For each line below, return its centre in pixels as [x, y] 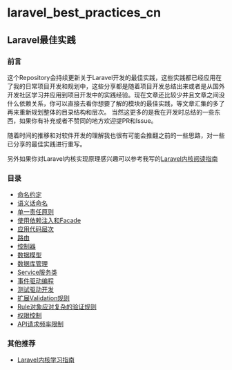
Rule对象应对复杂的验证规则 [57, 307]
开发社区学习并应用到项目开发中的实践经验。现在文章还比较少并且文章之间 [113, 95]
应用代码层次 [35, 229]
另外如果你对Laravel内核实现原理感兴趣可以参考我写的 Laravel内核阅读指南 [113, 158]
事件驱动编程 [35, 281]
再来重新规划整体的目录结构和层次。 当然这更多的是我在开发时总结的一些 [111, 112]
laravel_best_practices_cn [84, 13]
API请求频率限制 [40, 324]
